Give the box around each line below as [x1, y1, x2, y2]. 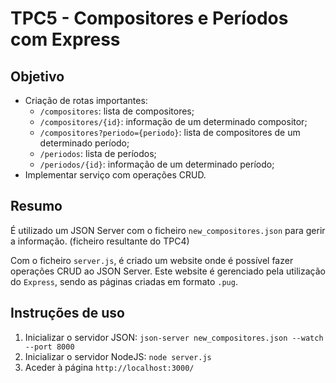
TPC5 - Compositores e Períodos [10, 7, 289, 30]
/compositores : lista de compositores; [39, 105, 195, 117]
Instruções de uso [10, 305, 125, 322]
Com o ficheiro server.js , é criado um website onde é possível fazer [10, 254, 294, 266]
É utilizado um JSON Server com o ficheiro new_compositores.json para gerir [10, 224, 326, 236]
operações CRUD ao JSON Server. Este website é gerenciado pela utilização [10, 265, 326, 277]
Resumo [10, 198, 63, 215]
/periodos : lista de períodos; [39, 148, 157, 159]
